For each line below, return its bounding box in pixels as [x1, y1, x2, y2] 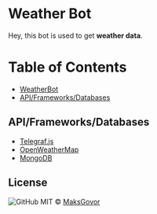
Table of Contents [8, 58, 127, 76]
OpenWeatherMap [19, 145, 79, 154]
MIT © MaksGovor [40, 197, 100, 206]
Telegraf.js [19, 136, 54, 146]
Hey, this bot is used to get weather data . [8, 31, 143, 40]
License [8, 176, 48, 190]
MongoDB [19, 153, 53, 162]
